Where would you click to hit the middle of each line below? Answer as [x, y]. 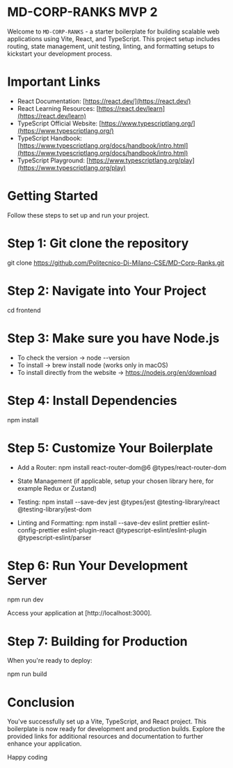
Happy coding [27, 758]
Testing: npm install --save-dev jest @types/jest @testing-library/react [119, 502]
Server [27, 580]
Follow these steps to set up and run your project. [78, 215]
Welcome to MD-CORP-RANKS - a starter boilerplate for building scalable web [113, 31]
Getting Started [53, 196]
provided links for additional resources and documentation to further [105, 737]
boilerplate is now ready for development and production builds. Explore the [116, 729]
